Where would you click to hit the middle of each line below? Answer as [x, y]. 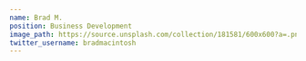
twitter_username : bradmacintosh [73, 43]
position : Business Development [71, 26]
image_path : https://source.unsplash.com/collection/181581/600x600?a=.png [156, 34]
